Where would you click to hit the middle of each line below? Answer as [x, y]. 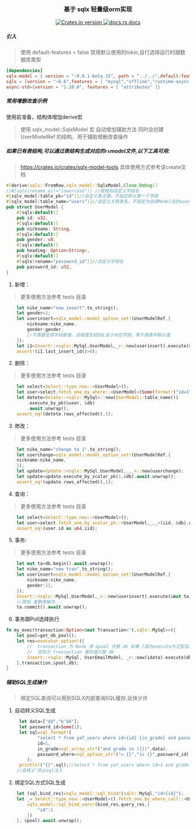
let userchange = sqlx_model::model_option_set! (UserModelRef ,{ [94, 455]
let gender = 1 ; [34, 313]
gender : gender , [45, 330]
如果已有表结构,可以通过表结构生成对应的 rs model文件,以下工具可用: [88, 151]
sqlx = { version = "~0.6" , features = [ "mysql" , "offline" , [79, 82]
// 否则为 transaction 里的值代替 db [71, 652]
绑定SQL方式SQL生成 [40, 783]
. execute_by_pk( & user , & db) [61, 403]
